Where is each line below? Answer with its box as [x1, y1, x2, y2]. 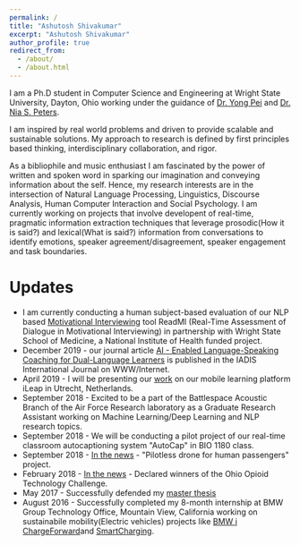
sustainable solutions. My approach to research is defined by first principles [9, 133, 289, 144]
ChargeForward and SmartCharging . [21, 525, 155, 536]
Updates [9, 277, 74, 298]
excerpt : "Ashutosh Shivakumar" [9, 30, 130, 38]
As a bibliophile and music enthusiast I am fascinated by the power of [9, 160, 266, 171]
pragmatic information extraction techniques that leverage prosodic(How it [9, 217, 285, 228]
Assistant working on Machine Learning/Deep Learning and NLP [21, 411, 260, 422]
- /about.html [17, 64, 70, 72]
